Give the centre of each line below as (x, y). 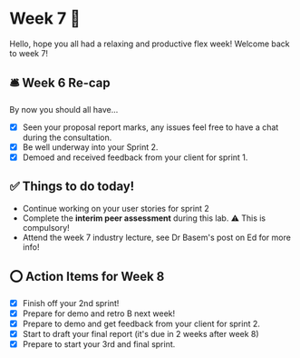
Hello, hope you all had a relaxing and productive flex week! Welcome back (150, 44)
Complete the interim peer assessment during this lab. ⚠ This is (144, 218)
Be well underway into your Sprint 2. (90, 147)
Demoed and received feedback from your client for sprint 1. (135, 157)
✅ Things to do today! (72, 187)
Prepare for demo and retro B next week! (99, 313)
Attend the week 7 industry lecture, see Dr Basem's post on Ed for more (157, 237)
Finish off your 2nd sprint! (71, 303)
